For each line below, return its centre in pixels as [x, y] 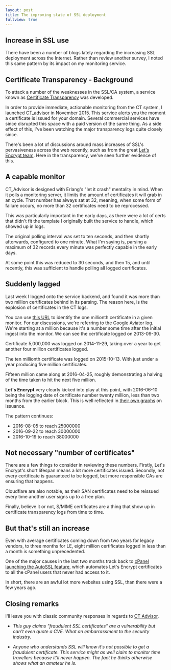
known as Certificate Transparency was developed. [59, 97]
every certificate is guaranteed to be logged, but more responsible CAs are [84, 476]
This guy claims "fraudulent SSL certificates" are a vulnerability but [84, 626]
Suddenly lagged [33, 284]
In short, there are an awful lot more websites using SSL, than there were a [84, 582]
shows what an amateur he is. [44, 663]
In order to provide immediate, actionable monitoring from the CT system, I [84, 107]
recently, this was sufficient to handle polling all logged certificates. [76, 268]
